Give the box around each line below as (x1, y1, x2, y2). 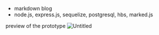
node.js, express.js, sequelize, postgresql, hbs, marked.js (14, 11, 154, 18)
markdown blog (14, 5, 52, 12)
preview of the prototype (5, 23, 66, 29)
